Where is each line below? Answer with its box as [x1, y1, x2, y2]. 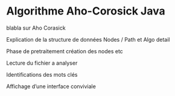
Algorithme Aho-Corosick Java [6, 4, 165, 18]
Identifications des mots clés [6, 71, 78, 78]
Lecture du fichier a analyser [6, 59, 78, 66]
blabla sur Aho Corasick [6, 24, 66, 31]
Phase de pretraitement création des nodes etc [6, 47, 124, 55]
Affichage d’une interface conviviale [6, 83, 97, 90]
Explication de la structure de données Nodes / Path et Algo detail [6, 36, 170, 43]
